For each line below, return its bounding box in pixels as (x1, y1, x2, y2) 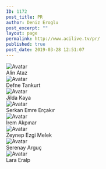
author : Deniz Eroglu (6, 19, 59, 25)
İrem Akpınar (6, 119, 37, 126)
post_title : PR (6, 14, 43, 20)
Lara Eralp (6, 156, 31, 163)
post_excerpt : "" (6, 25, 48, 31)
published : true (6, 42, 45, 48)
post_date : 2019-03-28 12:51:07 (6, 47, 84, 53)
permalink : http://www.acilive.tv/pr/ (6, 36, 100, 42)
